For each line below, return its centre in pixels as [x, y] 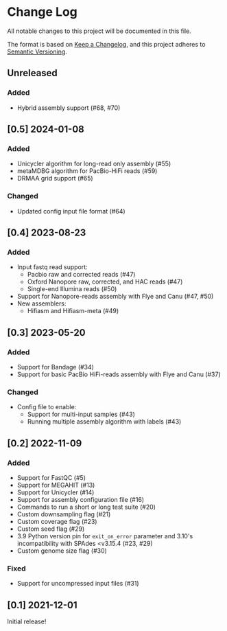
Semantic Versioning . [37, 51]
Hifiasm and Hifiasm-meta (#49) [73, 311]
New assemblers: [41, 303]
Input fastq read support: [52, 267]
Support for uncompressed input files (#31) [78, 584]
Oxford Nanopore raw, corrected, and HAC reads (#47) [105, 282]
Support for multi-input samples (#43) [81, 414]
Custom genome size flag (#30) [62, 551]
